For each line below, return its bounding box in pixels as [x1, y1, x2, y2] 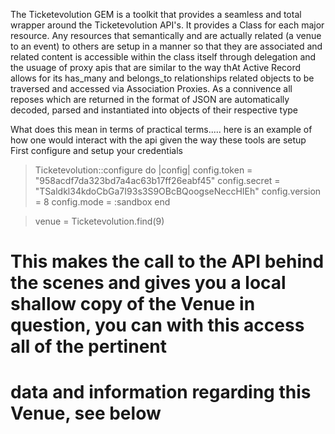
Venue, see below [10, 402, 162, 425]
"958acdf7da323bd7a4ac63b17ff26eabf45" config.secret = [34, 175, 281, 186]
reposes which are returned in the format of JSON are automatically [10, 94, 290, 105]
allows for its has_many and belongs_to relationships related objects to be [10, 72, 315, 84]
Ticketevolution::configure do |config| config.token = [34, 164, 253, 176]
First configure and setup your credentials [10, 145, 183, 156]
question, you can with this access [10, 314, 305, 337]
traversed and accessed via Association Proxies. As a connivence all [10, 83, 293, 94]
